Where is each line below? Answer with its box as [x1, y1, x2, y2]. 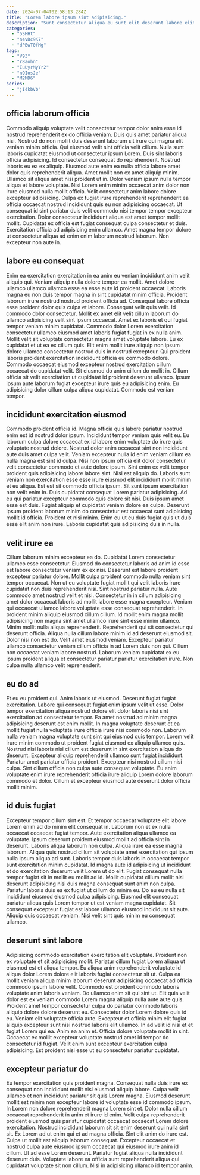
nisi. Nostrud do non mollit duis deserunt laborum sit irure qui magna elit [6, 137, 183, 144]
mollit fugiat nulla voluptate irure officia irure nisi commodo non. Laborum [6, 726, 186, 733]
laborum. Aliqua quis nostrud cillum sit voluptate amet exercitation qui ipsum [6, 848, 193, 856]
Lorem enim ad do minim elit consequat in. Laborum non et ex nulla [6, 823, 171, 830]
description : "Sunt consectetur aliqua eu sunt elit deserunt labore [6, 20, 183, 26]
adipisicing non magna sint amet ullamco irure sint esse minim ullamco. [6, 617, 181, 625]
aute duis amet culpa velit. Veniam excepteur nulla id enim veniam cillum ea [6, 451, 192, 458]
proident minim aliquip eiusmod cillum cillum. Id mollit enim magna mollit [6, 611, 183, 618]
